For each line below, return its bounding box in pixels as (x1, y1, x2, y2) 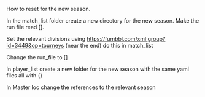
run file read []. (6, 24, 44, 31)
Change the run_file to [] (6, 54, 68, 60)
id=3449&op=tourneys (6, 42, 64, 49)
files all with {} (6, 72, 43, 79)
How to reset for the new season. (6, 5, 91, 12)
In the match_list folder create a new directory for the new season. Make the (6, 17, 199, 24)
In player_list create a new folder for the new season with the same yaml (6, 65, 189, 73)
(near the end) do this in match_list (65, 42, 153, 49)
